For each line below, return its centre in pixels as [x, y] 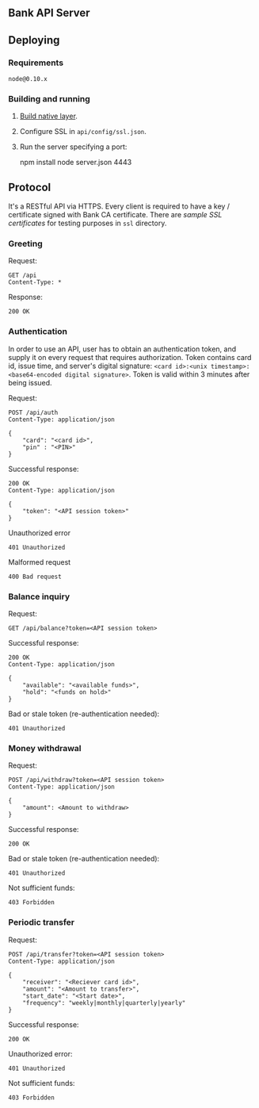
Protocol [30, 187]
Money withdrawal [45, 748]
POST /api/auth [33, 412]
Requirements [36, 63]
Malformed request [40, 562]
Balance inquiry [39, 596]
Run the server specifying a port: [73, 147]
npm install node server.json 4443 [76, 163]
